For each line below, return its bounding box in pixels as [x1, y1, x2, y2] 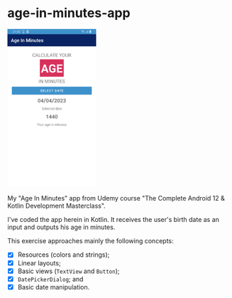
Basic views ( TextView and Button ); [17, 267, 120, 275]
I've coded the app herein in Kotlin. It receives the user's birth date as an [7, 215, 220, 224]
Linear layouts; [17, 258, 62, 267]
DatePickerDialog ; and [17, 275, 84, 283]
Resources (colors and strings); [17, 250, 110, 259]
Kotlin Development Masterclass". [7, 201, 106, 211]
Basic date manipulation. [17, 282, 90, 291]
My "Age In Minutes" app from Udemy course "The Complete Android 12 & [7, 194, 226, 203]
